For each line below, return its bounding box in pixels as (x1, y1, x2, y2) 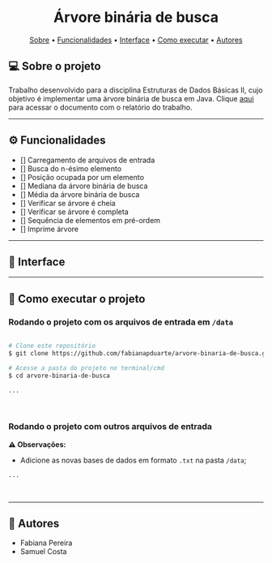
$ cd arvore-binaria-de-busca (8, 372, 111, 380)
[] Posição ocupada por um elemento (19, 172, 144, 182)
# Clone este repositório (8, 342, 96, 350)
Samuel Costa (19, 547, 67, 557)
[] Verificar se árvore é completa (19, 207, 129, 217)
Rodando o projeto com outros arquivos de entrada (8, 421, 213, 432)
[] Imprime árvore (19, 224, 79, 234)
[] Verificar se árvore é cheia (19, 198, 116, 208)
